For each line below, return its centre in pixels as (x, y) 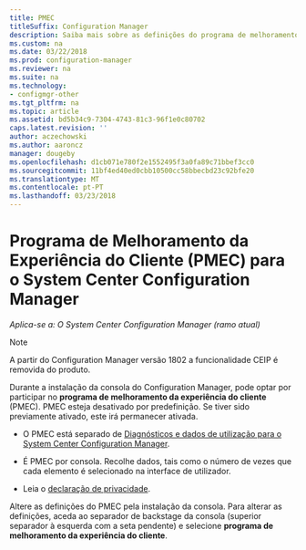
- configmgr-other (44, 94)
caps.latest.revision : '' (58, 129)
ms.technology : (38, 86)
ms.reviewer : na (40, 69)
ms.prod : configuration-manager (71, 60)
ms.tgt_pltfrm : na (44, 103)
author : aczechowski (49, 137)
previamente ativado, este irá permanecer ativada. (104, 416)
